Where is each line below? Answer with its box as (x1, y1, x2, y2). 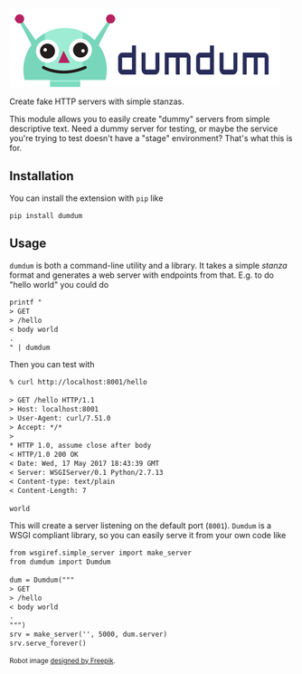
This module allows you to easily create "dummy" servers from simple (9, 114, 270, 124)
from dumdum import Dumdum (9, 557, 111, 566)
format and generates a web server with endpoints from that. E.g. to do (9, 270, 274, 280)
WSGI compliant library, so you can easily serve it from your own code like (9, 529, 287, 540)
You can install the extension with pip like (9, 193, 164, 204)
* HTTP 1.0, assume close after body (9, 441, 152, 450)
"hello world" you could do (9, 279, 109, 290)
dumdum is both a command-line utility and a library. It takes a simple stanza (9, 260, 288, 271)
